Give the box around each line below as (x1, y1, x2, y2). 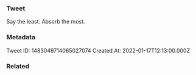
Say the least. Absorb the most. (6, 18, 85, 25)
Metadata (6, 33, 35, 42)
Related (6, 62, 30, 70)
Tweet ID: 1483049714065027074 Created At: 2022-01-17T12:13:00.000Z (6, 47, 191, 54)
